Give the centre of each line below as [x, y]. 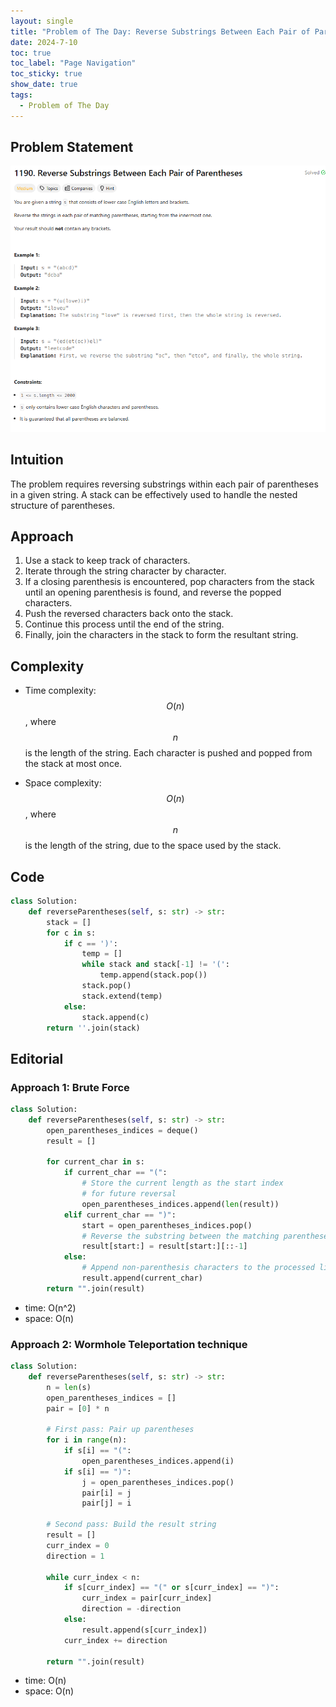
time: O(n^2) [50, 1307]
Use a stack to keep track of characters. [107, 561]
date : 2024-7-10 [44, 42]
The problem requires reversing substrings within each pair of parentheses [164, 484]
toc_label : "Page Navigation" [73, 63]
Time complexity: [60, 691]
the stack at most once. [73, 764]
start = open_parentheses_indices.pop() [167, 1225]
